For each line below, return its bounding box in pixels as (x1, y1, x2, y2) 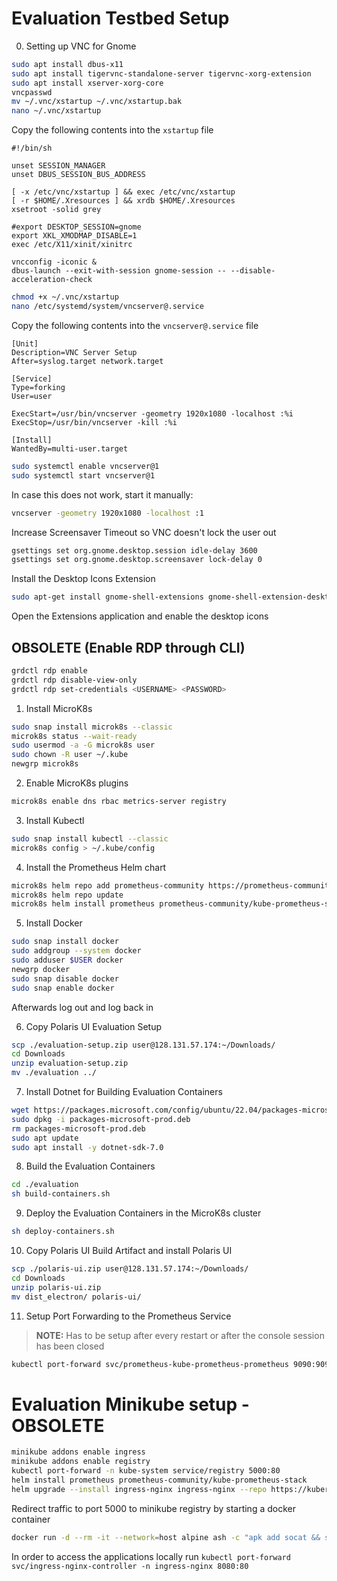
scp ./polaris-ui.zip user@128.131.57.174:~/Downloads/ (11, 1264, 249, 1274)
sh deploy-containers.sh (11, 1227, 115, 1237)
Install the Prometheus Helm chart (25, 861, 167, 873)
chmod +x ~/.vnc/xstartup (11, 292, 119, 302)
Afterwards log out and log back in (11, 1001, 154, 1013)
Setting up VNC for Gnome (25, 40, 137, 52)
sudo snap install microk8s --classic (11, 722, 173, 732)
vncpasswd (11, 87, 53, 97)
